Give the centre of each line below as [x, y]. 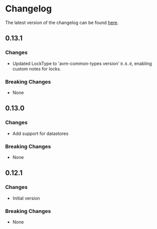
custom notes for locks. [37, 68]
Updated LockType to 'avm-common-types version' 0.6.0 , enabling [82, 63]
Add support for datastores [40, 133]
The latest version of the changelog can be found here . [62, 22]
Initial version [26, 198]
